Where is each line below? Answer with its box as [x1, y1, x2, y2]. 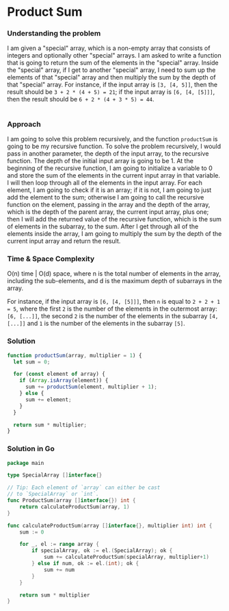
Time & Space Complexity [7, 254, 95, 263]
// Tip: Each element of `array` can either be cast [7, 484, 161, 491]
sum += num [43, 566, 75, 573]
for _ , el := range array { [19, 541, 99, 548]
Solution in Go [7, 444, 55, 453]
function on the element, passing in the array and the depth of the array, [7, 200, 211, 209]
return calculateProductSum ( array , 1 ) [19, 503, 130, 510]
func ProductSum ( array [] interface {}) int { [7, 497, 136, 504]
